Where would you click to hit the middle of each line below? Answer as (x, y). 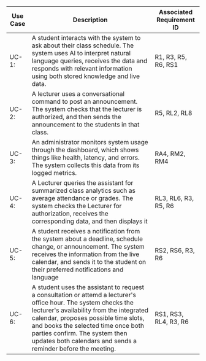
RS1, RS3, (169, 314)
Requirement (175, 20)
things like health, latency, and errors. (86, 157)
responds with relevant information (82, 68)
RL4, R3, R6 (172, 322)
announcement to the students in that (86, 124)
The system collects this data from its (86, 165)
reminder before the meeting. (74, 348)
